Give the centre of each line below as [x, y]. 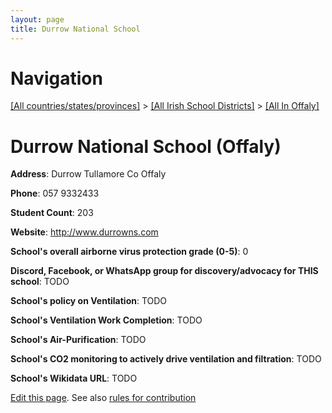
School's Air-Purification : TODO [78, 340]
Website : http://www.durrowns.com [84, 232]
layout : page [37, 19]
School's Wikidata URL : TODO [74, 378]
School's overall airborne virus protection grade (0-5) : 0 [129, 252]
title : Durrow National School [75, 29]
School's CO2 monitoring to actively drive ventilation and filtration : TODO [166, 359]
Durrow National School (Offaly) [146, 146]
